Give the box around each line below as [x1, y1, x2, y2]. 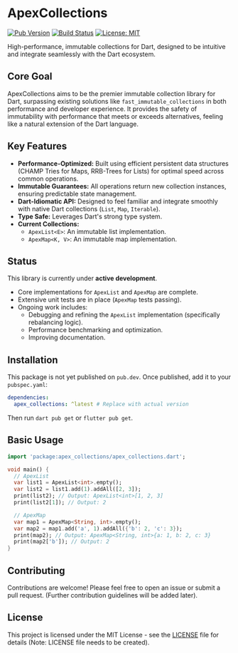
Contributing [7, 564, 65, 577]
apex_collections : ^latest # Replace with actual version [13, 400, 190, 408]
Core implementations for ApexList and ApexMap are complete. [17, 288, 199, 297]
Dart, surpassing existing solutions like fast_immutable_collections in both [7, 97, 227, 105]
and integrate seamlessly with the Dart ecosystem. [7, 50, 156, 58]
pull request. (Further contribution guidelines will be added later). [7, 590, 198, 599]
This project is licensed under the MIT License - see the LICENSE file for [7, 630, 219, 639]
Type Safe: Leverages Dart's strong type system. [17, 212, 163, 221]
